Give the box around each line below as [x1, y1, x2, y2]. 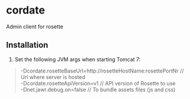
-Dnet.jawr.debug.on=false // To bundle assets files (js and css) [20, 86, 176, 93]
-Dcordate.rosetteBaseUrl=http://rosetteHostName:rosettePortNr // [20, 67, 184, 74]
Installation [6, 40, 48, 50]
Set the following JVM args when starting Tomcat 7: [14, 55, 141, 62]
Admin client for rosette [6, 23, 64, 30]
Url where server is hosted [20, 73, 86, 80]
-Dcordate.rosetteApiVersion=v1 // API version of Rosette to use [20, 80, 176, 87]
